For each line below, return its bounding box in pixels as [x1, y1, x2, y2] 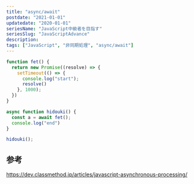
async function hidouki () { [6, 109, 77, 115]
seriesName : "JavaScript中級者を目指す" [6, 25, 103, 32]
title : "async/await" [6, 8, 61, 15]
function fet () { [6, 58, 50, 65]
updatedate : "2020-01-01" [6, 20, 71, 26]
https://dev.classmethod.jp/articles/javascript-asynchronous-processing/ [6, 171, 188, 178]
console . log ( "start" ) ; [22, 76, 79, 82]
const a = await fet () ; [11, 114, 71, 120]
